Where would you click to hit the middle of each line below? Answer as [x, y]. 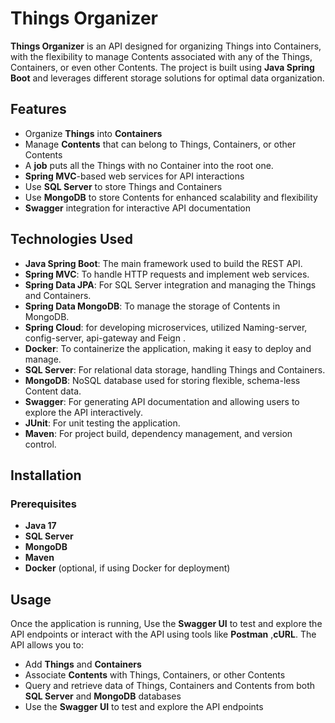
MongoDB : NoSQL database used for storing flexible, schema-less [162, 380]
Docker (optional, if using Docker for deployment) [127, 568]
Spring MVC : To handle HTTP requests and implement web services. [167, 274]
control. [40, 444]
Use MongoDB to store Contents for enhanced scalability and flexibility [171, 197]
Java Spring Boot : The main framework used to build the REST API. [163, 263]
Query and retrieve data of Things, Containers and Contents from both [170, 686]
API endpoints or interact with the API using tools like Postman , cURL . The [163, 634]
